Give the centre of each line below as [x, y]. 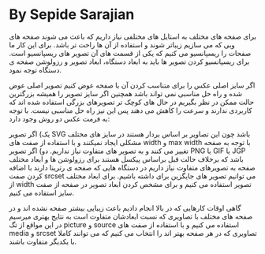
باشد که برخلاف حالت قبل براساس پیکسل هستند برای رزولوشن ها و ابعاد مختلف [126, 159]
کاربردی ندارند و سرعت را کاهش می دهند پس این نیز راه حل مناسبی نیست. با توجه [131, 110]
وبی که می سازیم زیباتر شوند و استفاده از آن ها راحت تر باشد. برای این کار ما [122, 44]
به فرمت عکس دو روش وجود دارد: [60, 118]
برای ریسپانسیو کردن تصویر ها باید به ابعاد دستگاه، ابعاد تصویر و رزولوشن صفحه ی [129, 62]
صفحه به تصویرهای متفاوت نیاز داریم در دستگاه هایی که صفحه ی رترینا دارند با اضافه [132, 167]
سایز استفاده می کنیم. [41, 192]
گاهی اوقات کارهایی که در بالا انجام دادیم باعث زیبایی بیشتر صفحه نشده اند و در [125, 207]
